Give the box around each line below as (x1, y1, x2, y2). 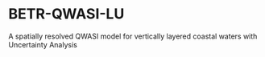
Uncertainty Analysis (8, 39, 78, 49)
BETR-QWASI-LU (8, 5, 125, 23)
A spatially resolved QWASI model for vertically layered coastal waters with (8, 31, 258, 41)
